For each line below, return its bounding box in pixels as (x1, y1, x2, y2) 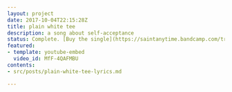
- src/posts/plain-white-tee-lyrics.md (7, 68, 122, 75)
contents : (7, 62, 36, 68)
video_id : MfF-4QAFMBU (13, 55, 79, 62)
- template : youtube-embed (7, 49, 85, 56)
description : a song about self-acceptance (7, 29, 135, 37)
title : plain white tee (7, 23, 76, 30)
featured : (7, 42, 36, 49)
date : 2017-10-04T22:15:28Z (7, 17, 88, 24)
